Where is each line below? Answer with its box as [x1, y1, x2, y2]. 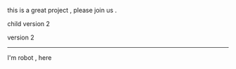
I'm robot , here [7, 54, 52, 62]
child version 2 [7, 20, 51, 27]
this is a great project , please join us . [7, 6, 117, 14]
